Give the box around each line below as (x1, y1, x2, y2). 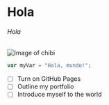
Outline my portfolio (17, 82, 74, 90)
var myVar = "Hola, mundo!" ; (7, 62, 92, 69)
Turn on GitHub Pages (17, 75, 81, 83)
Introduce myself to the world (17, 90, 102, 99)
